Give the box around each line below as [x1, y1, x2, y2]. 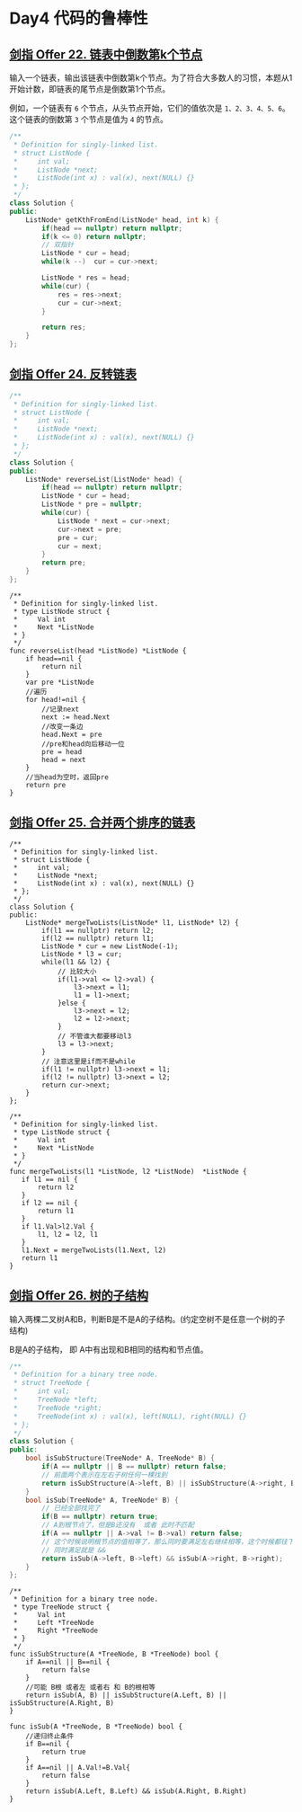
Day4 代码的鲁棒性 [9, 8, 148, 29]
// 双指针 [41, 240, 75, 250]
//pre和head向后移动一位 [41, 739, 125, 749]
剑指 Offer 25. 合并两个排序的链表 [9, 815, 196, 830]
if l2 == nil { [21, 1198, 78, 1207]
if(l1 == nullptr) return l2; [41, 926, 155, 935]
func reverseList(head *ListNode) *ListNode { [9, 646, 187, 655]
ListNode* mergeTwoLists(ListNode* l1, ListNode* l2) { [25, 918, 240, 927]
